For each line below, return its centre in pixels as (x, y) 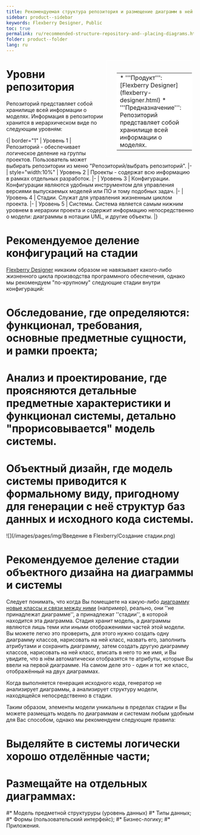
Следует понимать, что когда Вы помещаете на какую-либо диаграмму (98, 602)
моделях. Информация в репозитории (54, 116)
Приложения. (23, 825)
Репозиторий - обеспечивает (43, 147)
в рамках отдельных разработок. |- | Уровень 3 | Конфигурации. (88, 178)
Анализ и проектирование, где (87, 378)
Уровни (26, 75)
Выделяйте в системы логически (93, 744)
